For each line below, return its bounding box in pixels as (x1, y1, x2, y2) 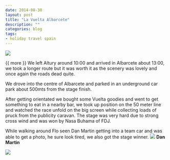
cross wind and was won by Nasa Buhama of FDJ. (5, 117, 111, 124)
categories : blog (5, 27, 42, 32)
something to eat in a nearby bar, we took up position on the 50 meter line (5, 101, 161, 108)
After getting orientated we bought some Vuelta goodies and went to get (5, 96, 159, 102)
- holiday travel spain (5, 36, 56, 42)
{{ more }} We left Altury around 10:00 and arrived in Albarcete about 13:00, (5, 59, 165, 66)
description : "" (5, 22, 40, 27)
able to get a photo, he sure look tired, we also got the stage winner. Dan (5, 134, 165, 140)
